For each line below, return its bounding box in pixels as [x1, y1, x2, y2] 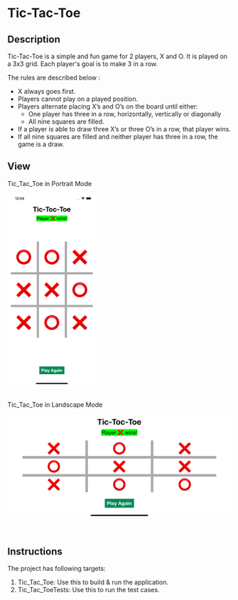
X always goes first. [17, 87, 76, 95]
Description [7, 33, 60, 45]
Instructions [7, 545, 63, 557]
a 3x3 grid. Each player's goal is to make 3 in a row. [7, 60, 158, 68]
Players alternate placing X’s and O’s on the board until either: [17, 102, 198, 111]
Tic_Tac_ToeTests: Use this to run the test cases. [17, 586, 160, 594]
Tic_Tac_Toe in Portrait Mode [7, 179, 92, 187]
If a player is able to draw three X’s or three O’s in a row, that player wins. [17, 125, 231, 133]
